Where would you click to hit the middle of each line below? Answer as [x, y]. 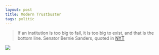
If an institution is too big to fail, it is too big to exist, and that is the [85, 33]
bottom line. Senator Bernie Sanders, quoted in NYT [71, 38]
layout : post [19, 10]
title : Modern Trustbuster [33, 14]
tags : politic [20, 19]
